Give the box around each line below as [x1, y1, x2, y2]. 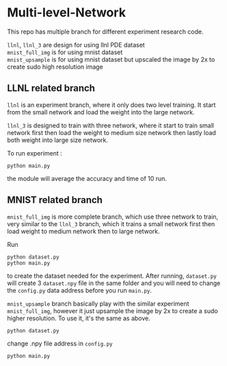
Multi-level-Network [7, 5, 126, 21]
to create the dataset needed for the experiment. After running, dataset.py [7, 271, 217, 280]
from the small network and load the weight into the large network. [7, 108, 195, 116]
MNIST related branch [7, 194, 103, 206]
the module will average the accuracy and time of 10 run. [7, 174, 168, 182]
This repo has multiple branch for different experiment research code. [7, 27, 204, 36]
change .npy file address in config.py [7, 339, 113, 347]
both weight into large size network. [7, 136, 108, 144]
